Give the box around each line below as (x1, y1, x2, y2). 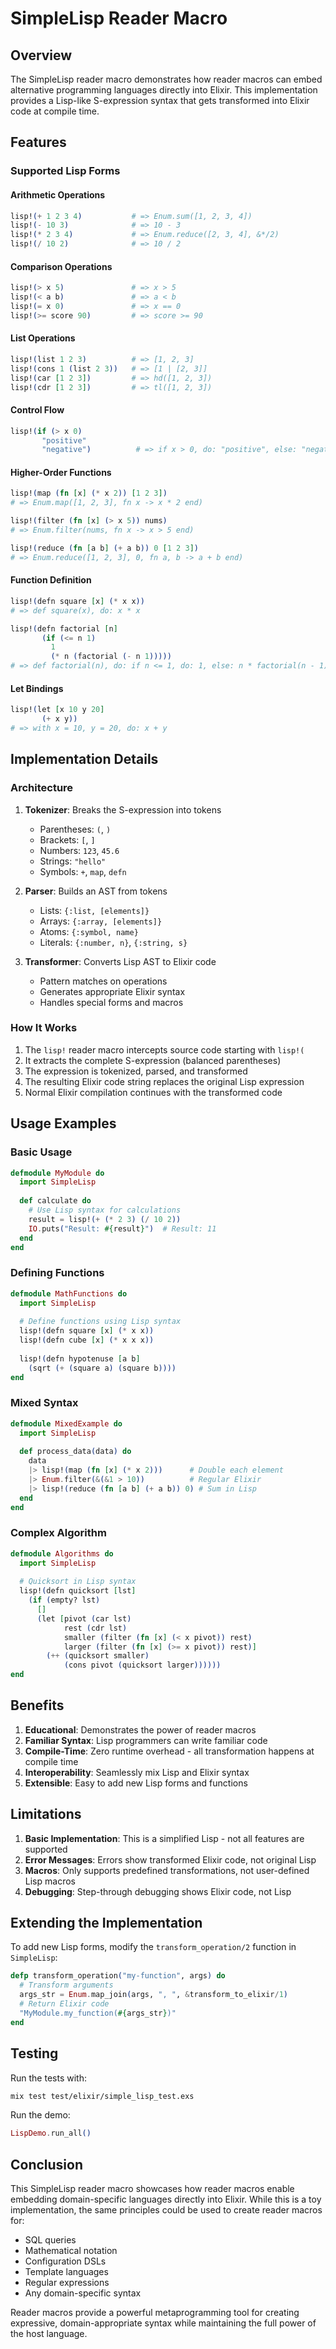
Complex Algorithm (10, 1526, 107, 1540)
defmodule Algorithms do (10, 1548, 114, 1559)
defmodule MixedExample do (10, 1418, 123, 1429)
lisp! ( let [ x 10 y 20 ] (10, 705, 105, 715)
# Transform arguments (19, 1980, 114, 1991)
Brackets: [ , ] (39, 833, 96, 846)
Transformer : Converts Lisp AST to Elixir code (24, 955, 217, 967)
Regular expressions (24, 2277, 110, 2289)
